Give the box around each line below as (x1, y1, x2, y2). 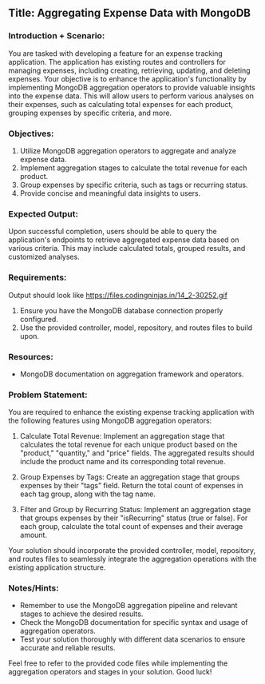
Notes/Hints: (8, 583, 59, 594)
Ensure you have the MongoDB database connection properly (19, 305, 223, 315)
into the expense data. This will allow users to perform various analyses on (8, 91, 254, 101)
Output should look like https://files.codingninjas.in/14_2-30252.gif (8, 290, 227, 300)
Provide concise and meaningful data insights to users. (19, 188, 201, 198)
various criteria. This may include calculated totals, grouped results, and (8, 244, 246, 253)
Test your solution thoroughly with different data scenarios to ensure (19, 634, 246, 644)
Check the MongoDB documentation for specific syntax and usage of (19, 618, 249, 627)
